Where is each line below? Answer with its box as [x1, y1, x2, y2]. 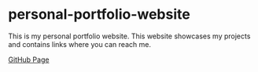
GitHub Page [8, 55, 50, 64]
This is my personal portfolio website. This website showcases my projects [8, 31, 251, 41]
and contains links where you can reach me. [8, 39, 152, 49]
